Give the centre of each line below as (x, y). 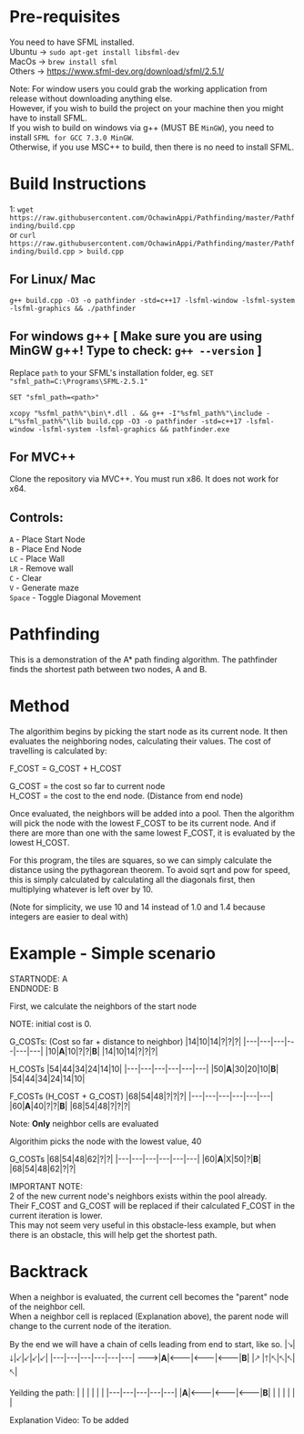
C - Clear (26, 578)
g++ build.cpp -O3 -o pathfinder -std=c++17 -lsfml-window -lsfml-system (152, 300)
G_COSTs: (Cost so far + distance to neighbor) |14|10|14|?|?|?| (126, 1041)
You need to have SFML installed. (72, 42)
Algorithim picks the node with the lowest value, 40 (106, 1141)
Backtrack (49, 1272)
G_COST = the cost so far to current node (87, 786)
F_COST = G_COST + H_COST (66, 769)
